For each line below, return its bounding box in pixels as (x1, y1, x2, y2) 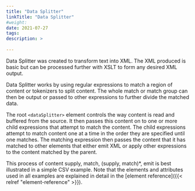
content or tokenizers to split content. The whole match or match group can (6, 87, 188, 94)
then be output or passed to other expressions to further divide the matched (6, 93, 190, 100)
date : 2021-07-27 (6, 25, 48, 31)
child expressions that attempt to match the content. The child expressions (6, 124, 186, 131)
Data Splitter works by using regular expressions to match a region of (6, 81, 173, 88)
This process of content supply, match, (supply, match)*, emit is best (6, 159, 172, 167)
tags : (6, 30, 19, 36)
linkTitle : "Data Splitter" (6, 14, 75, 20)
